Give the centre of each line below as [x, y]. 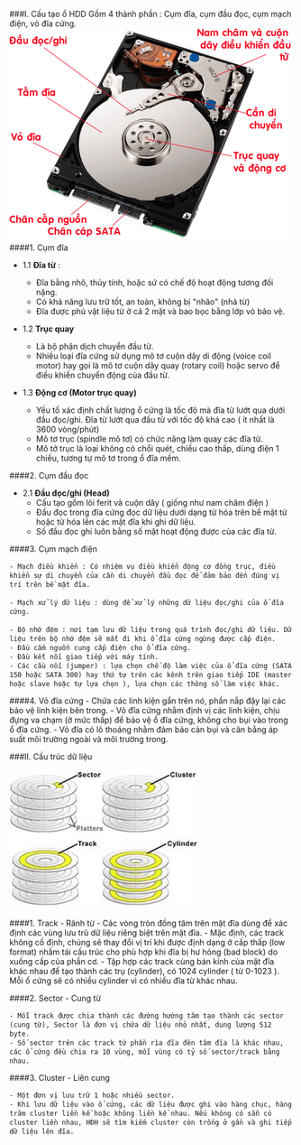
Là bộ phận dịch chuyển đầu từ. [95, 346]
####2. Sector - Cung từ [55, 998]
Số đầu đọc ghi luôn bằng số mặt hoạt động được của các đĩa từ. [156, 531]
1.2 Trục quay [48, 329]
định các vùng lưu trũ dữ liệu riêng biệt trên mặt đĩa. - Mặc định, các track [146, 933]
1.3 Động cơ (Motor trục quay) [79, 392]
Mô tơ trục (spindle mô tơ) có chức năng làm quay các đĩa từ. [150, 439]
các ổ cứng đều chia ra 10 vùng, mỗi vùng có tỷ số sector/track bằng [145, 1052]
